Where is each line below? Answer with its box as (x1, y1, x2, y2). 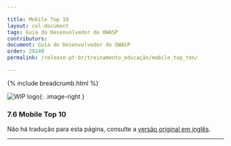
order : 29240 (7, 48, 45, 55)
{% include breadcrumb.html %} (7, 79, 99, 87)
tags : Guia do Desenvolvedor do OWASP (7, 29, 118, 36)
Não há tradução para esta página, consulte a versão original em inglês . (7, 125, 211, 134)
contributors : (7, 35, 48, 42)
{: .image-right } (39, 92, 85, 100)
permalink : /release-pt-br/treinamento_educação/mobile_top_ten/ (7, 54, 198, 62)
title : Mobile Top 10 (7, 16, 69, 23)
